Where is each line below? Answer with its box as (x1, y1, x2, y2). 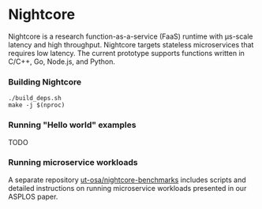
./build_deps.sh (8, 95, 62, 103)
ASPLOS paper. (8, 192, 58, 201)
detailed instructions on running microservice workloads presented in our (8, 183, 247, 192)
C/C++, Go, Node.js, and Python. (8, 57, 116, 66)
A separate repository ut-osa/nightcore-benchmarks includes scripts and (8, 175, 246, 185)
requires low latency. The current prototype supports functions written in (8, 48, 245, 58)
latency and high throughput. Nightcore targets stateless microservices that (8, 39, 254, 49)
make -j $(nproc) (8, 101, 65, 110)
